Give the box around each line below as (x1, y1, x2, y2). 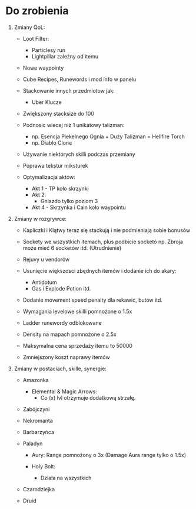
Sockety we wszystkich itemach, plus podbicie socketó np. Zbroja (22, 238, 184, 245)
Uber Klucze (31, 99, 62, 106)
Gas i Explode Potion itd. (31, 285, 91, 292)
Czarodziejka (22, 485, 55, 492)
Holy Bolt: (31, 462, 56, 470)
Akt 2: (31, 191, 46, 198)
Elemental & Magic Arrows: (31, 388, 98, 395)
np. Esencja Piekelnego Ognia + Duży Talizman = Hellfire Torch (31, 133, 185, 140)
